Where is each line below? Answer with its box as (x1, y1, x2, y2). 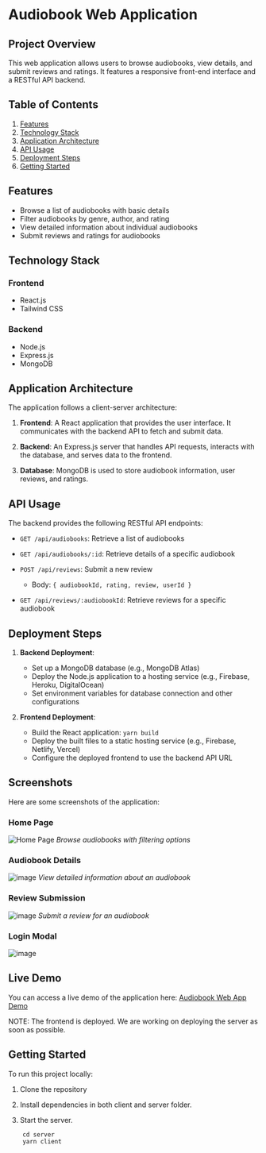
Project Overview (8, 37, 96, 51)
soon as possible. (8, 1024, 66, 1034)
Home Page (8, 816, 54, 827)
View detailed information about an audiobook (38, 873, 191, 882)
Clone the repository (19, 1084, 87, 1093)
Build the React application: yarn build (31, 728, 159, 738)
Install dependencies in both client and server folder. (19, 1100, 192, 1109)
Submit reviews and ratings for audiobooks (19, 230, 160, 240)
